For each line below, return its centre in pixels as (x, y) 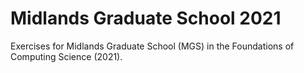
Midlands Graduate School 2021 (146, 18)
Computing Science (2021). (66, 56)
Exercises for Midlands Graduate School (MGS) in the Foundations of (152, 46)
